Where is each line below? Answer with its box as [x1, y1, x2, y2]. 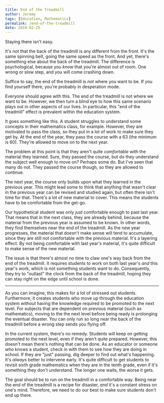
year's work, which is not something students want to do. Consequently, [5, 265, 150, 272]
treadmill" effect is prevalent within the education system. [5, 109, 121, 115]
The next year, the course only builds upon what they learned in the [5, 179, 141, 185]
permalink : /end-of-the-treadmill [5, 21, 76, 26]
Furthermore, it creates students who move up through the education [5, 295, 144, 301]
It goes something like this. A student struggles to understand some [5, 119, 142, 124]
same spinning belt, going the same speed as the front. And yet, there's [5, 53, 149, 59]
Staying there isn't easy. [5, 39, 54, 45]
